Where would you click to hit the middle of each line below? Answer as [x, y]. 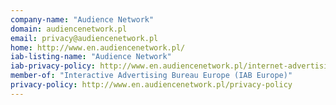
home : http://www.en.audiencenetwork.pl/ [98, 47]
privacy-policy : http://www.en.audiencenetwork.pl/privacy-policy [151, 85]
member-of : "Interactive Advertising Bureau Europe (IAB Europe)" [151, 76]
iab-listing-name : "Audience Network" [91, 57]
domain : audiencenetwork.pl [69, 29]
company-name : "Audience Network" [82, 19]
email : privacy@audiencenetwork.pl [84, 38]
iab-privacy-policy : [53, 66]
